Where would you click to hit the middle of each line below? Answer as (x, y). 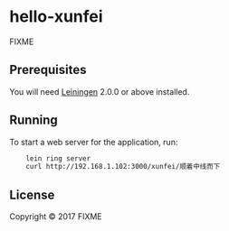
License (32, 194)
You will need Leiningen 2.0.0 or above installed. (100, 91)
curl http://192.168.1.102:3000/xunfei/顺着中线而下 (123, 167)
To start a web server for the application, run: (94, 142)
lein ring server (58, 158)
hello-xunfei (56, 17)
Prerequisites (48, 70)
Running (34, 120)
